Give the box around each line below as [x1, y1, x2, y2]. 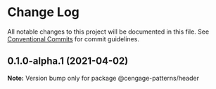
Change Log [7, 4, 80, 20]
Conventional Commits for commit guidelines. [7, 34, 139, 43]
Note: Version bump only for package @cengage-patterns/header [7, 74, 199, 82]
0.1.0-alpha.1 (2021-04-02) [7, 55, 129, 67]
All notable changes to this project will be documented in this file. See [7, 27, 210, 36]
